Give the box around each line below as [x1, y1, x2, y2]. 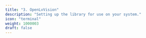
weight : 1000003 [5, 21, 39, 26]
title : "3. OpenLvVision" [5, 7, 59, 12]
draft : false [5, 26, 32, 31]
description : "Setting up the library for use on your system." [5, 12, 142, 17]
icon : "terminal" [5, 16, 41, 21]
